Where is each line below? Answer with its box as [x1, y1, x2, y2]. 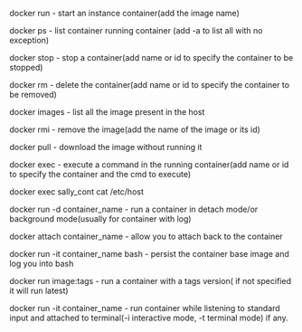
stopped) [9, 62, 43, 72]
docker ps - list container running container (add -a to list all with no [9, 25, 263, 35]
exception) [9, 35, 50, 45]
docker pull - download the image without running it [9, 142, 203, 152]
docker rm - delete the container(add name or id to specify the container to [9, 80, 290, 90]
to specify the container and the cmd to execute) [9, 169, 192, 179]
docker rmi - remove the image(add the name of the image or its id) [9, 124, 260, 135]
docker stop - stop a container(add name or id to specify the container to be [9, 52, 294, 62]
